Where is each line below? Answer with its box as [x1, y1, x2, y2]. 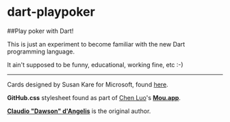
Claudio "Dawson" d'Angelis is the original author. [7, 107, 151, 115]
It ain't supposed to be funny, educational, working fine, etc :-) [7, 60, 183, 69]
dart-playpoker [7, 4, 96, 20]
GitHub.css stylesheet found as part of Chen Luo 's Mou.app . [7, 93, 181, 101]
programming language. [7, 47, 75, 56]
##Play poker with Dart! [7, 27, 74, 35]
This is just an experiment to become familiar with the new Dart [7, 40, 186, 48]
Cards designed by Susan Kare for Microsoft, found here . [7, 80, 169, 88]
